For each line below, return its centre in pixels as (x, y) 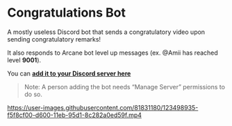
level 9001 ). (24, 60)
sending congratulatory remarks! (54, 39)
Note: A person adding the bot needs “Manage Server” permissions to (125, 87)
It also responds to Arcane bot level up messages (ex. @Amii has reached (113, 53)
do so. (33, 94)
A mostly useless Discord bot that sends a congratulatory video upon (106, 32)
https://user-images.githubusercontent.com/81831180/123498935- (103, 107)
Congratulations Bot (67, 13)
